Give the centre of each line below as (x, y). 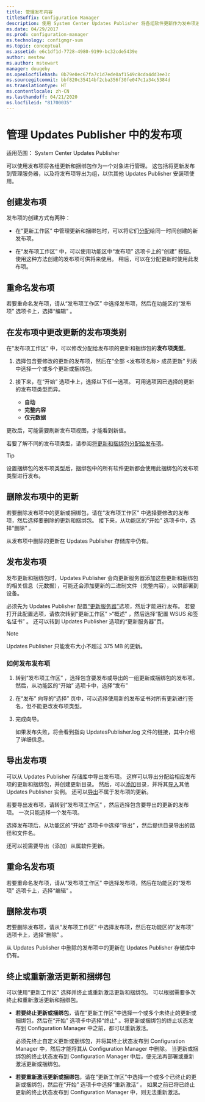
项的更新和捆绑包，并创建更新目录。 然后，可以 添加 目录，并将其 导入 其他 (98, 784)
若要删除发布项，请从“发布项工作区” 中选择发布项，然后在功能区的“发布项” (100, 927)
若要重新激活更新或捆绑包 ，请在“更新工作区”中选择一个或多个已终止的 (103, 1077)
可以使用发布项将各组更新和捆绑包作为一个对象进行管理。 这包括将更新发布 (101, 166)
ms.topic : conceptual (34, 46)
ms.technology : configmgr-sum (45, 40)
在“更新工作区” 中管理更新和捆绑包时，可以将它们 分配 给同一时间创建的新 (106, 231)
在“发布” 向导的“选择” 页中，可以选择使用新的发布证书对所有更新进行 (102, 698)
